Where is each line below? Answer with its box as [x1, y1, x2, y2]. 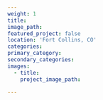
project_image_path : [20, 75, 81, 83]
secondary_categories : [7, 56, 75, 63]
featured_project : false [7, 30, 81, 37]
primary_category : [7, 50, 62, 57]
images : [7, 63, 31, 70]
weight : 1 [7, 10, 37, 18]
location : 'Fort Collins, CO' [7, 37, 97, 44]
